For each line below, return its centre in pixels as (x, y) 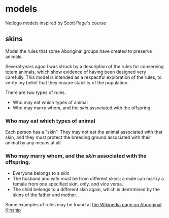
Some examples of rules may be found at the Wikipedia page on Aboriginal (83, 205)
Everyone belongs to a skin (41, 173)
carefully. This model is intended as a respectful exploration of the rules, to (83, 77)
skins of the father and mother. (45, 195)
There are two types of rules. (36, 92)
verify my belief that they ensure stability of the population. (67, 82)
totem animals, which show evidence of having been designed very (76, 72)
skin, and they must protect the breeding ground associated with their (78, 137)
